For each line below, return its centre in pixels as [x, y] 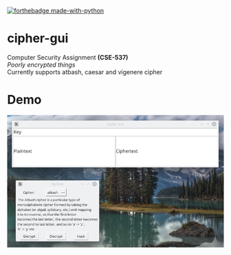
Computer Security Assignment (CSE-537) [68, 57]
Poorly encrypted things [41, 65]
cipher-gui [38, 38]
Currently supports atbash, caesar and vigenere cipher [85, 71]
